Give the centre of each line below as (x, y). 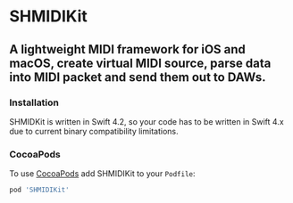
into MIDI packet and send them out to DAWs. (138, 77)
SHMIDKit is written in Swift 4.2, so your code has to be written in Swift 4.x (146, 121)
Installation (34, 102)
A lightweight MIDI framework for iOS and (127, 49)
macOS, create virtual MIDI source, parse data (140, 63)
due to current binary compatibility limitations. (94, 131)
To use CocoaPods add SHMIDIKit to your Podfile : (102, 174)
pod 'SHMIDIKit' (39, 190)
